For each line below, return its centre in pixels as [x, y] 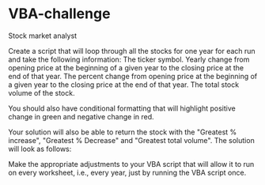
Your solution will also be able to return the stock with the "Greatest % [123, 132]
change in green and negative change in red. [81, 116]
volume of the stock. [42, 92]
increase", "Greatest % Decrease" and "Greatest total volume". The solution [131, 140]
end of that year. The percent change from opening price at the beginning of [133, 76]
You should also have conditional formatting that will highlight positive [122, 108]
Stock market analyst [43, 36]
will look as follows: [40, 149]
